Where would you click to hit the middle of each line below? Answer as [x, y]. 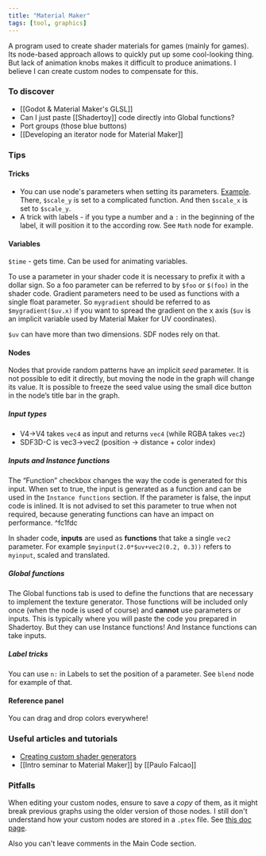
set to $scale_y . [45, 208]
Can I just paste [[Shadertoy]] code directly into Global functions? [127, 117]
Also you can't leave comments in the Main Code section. [102, 843]
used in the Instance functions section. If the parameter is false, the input [130, 497]
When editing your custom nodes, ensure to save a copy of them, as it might [133, 803]
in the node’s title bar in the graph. [64, 395]
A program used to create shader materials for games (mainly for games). [129, 45]
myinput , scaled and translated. [59, 555]
